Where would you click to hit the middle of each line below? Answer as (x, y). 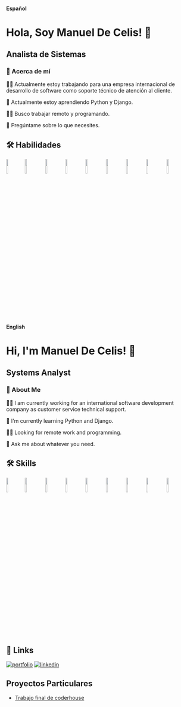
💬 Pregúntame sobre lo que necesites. (53, 125)
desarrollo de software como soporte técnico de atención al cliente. (89, 91)
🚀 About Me (24, 390)
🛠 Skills (21, 464)
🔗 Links (20, 650)
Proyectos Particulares (49, 683)
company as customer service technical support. (66, 409)
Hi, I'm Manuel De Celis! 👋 (71, 351)
